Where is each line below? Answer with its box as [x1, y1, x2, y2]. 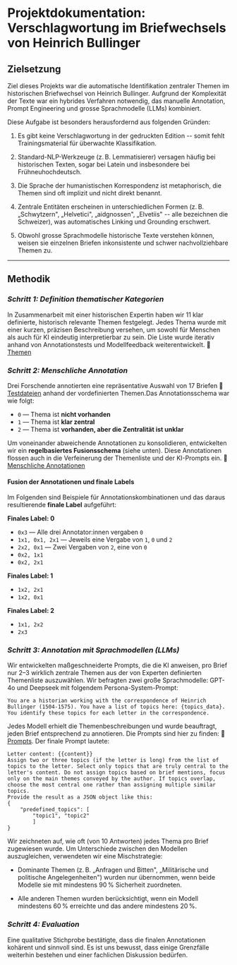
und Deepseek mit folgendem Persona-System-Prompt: [16, 684, 178, 692]
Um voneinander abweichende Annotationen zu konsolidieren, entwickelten [7, 439, 227, 447]
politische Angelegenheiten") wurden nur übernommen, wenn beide [17, 873, 216, 882]
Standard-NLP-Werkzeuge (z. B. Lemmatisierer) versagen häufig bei [17, 153, 216, 161]
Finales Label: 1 [7, 571, 54, 580]
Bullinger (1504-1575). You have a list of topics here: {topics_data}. [7, 703, 226, 710]
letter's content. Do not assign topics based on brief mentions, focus [7, 769, 226, 777]
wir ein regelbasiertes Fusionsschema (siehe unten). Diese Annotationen [7, 446, 222, 454]
